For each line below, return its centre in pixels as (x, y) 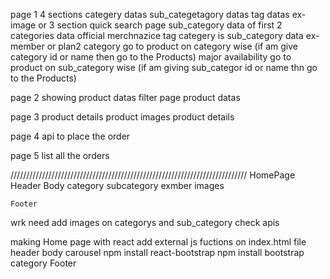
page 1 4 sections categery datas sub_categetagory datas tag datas (150, 14)
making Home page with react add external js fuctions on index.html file (158, 242)
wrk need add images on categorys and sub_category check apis (145, 222)
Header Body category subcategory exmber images (117, 185)
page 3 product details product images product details (122, 117)
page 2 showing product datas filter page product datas (125, 97)
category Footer (43, 263)
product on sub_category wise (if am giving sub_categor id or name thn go (164, 67)
